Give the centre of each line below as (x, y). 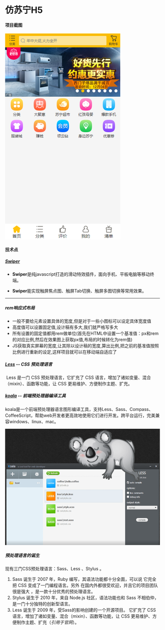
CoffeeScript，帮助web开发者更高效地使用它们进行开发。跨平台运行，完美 (80, 415)
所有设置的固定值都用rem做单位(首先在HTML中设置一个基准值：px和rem (85, 333)
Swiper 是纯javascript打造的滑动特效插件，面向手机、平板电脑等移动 (81, 274)
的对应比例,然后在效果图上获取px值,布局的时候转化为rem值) (72, 339)
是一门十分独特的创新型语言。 (42, 604)
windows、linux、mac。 (34, 421)
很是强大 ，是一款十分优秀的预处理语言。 (54, 591)
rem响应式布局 (20, 308)
